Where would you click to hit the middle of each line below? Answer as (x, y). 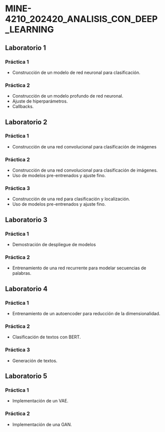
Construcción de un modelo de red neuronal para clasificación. (76, 72)
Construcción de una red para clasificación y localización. (71, 199)
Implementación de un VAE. (40, 401)
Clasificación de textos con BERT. (47, 337)
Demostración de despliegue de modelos (54, 245)
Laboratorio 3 (26, 220)
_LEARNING (30, 30)
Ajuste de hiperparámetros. (40, 101)
